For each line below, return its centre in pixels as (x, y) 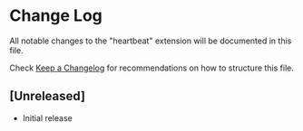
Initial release (47, 117)
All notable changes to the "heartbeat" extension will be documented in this (151, 41)
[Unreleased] (48, 96)
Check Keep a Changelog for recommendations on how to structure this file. (152, 68)
